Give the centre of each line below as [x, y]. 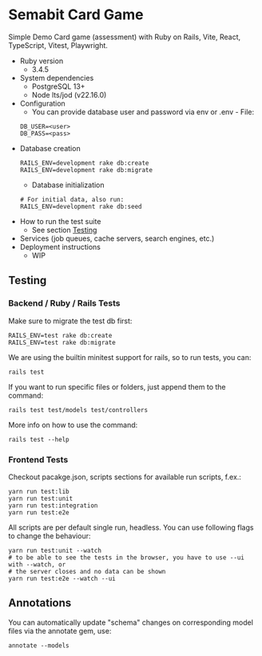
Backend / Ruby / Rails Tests [64, 303]
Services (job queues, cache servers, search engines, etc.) [117, 238]
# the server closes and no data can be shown [87, 571]
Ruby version [42, 61]
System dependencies [57, 78]
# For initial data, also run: [72, 199]
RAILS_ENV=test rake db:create [60, 335]
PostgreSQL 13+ [58, 86]
